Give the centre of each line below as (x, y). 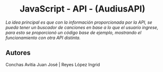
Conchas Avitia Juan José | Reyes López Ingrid (53, 64)
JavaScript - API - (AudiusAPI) (82, 9)
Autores (18, 53)
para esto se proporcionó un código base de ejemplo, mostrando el (73, 32)
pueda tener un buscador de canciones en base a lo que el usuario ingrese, (82, 27)
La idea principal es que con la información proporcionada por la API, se (79, 22)
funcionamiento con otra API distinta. (43, 38)
